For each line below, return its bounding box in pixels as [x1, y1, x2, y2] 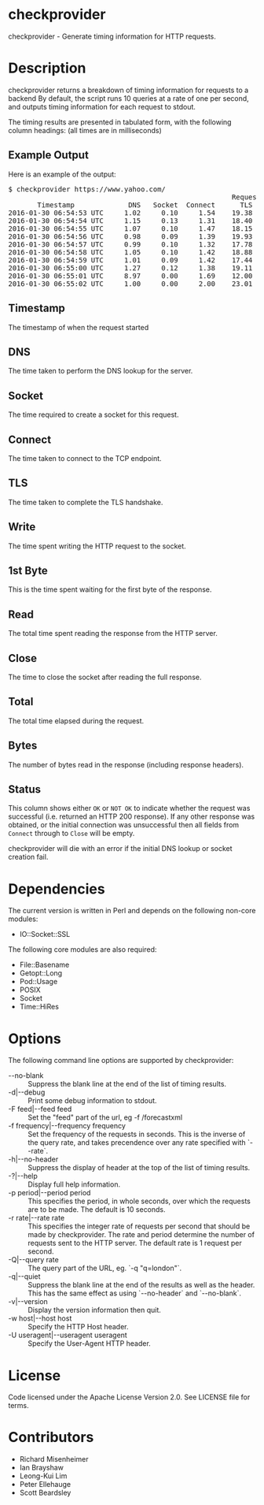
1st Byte [8, 563, 49, 577]
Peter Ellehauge [19, 1480, 71, 1489]
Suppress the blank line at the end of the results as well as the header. [27, 1280, 255, 1290]
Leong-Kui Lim [19, 1471, 68, 1481]
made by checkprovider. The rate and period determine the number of [27, 1230, 255, 1239]
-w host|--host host [8, 1314, 72, 1323]
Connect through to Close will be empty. [8, 829, 135, 838]
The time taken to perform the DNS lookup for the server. [8, 366, 193, 376]
